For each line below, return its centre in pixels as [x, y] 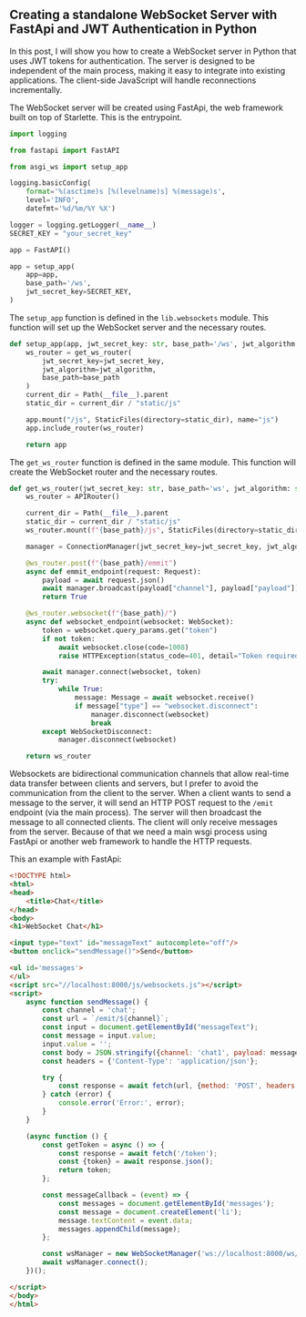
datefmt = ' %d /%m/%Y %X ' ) [71, 209]
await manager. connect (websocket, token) [122, 672]
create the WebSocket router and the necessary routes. [114, 472]
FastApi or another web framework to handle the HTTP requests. [131, 842]
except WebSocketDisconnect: [97, 731]
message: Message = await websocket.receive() [164, 698]
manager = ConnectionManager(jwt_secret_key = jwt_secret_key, [144, 546]
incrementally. [36, 89]
